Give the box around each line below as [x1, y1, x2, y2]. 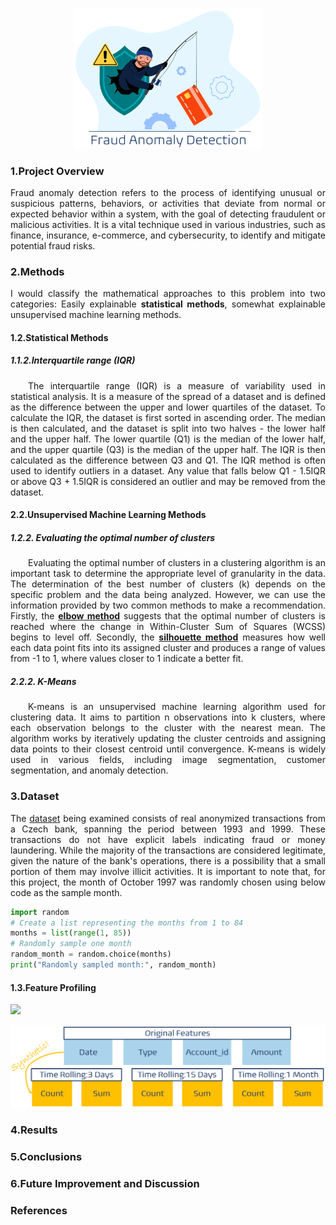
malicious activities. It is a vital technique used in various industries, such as [10, 219, 326, 230]
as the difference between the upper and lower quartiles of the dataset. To [10, 401, 326, 413]
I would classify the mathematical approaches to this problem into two [10, 288, 326, 300]
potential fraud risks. [10, 240, 96, 252]
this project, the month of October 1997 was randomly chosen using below [10, 876, 326, 888]
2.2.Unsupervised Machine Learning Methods [10, 509, 207, 521]
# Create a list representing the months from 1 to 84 [10, 918, 244, 928]
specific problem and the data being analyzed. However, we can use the [10, 589, 326, 601]
